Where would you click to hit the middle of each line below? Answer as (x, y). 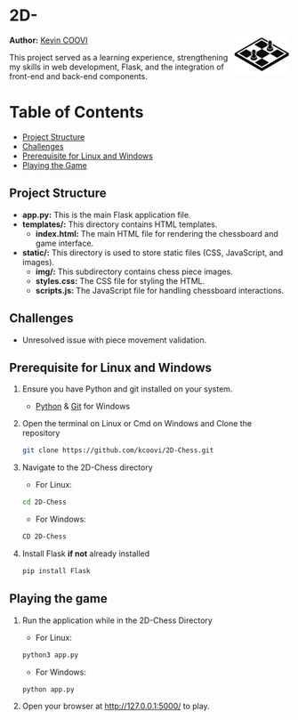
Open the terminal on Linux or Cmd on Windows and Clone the (137, 424)
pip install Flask (56, 570)
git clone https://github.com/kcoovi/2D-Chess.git (118, 450)
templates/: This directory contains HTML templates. (120, 224)
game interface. (64, 243)
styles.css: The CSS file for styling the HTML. (120, 280)
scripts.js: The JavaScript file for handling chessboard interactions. (160, 290)
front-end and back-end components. (79, 76)
